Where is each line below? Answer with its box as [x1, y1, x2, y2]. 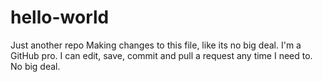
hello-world [10, 6, 110, 29]
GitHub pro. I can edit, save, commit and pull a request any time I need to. [10, 49, 313, 61]
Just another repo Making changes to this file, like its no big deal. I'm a [10, 39, 302, 51]
